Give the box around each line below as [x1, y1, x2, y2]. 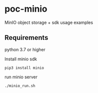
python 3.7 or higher [4, 46, 46, 52]
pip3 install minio [4, 65, 44, 70]
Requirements [4, 34, 48, 42]
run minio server [4, 74, 38, 80]
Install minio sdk [4, 56, 37, 62]
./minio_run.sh [4, 83, 36, 88]
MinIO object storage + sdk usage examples [4, 19, 93, 25]
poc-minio [4, 3, 47, 15]
